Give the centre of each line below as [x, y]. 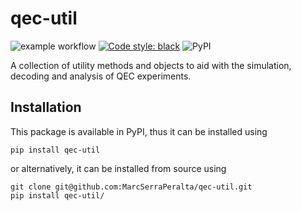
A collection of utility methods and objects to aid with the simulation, [151, 65]
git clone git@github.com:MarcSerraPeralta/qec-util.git [131, 187]
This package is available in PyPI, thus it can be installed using [139, 131]
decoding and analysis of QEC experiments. [101, 76]
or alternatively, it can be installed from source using [118, 168]
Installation [46, 107]
